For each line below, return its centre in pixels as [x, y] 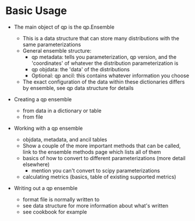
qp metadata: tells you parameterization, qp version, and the [104, 57]
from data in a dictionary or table [62, 110]
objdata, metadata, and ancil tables [65, 139]
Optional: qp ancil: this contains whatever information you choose [110, 75]
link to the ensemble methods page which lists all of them [92, 152]
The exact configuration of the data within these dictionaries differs [104, 82]
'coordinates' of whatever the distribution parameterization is [105, 63]
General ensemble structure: [57, 50]
